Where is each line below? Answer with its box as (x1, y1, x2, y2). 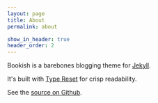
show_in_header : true (7, 35, 70, 42)
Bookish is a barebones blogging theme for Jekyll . (7, 61, 151, 70)
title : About (7, 17, 45, 24)
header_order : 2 (7, 42, 54, 49)
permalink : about (7, 23, 58, 30)
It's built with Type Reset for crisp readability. (7, 74, 137, 84)
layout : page (7, 10, 45, 17)
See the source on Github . (7, 88, 82, 97)
